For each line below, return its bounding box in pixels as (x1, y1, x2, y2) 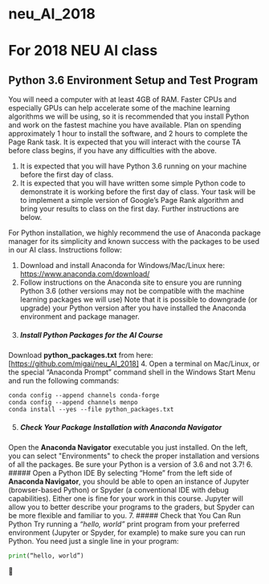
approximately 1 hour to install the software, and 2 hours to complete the (8, 129, 248, 139)
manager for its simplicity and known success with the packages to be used (8, 237, 259, 246)
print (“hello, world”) (8, 552, 84, 560)
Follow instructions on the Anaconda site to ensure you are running (19, 278, 243, 287)
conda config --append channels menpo (8, 399, 138, 407)
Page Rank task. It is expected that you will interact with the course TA (8, 137, 241, 147)
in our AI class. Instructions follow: (8, 245, 122, 255)
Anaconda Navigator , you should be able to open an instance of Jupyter (8, 477, 250, 486)
